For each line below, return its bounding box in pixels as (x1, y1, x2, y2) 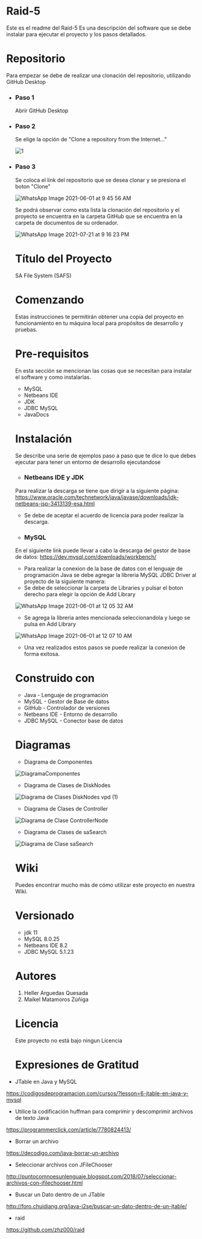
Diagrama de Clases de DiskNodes (24, 781, 111, 789)
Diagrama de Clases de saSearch (24, 828, 107, 835)
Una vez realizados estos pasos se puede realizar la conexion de (24, 644, 186, 651)
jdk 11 (24, 928, 38, 936)
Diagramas (14, 738, 71, 752)
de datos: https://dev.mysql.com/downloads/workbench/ (14, 553, 157, 561)
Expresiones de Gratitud (14, 1058, 139, 1072)
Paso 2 (14, 122, 36, 130)
